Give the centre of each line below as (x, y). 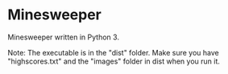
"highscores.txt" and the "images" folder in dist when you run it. (114, 61)
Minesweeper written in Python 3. (64, 37)
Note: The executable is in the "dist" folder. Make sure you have (113, 52)
